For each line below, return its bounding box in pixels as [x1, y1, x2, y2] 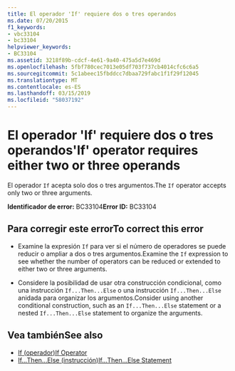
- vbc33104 [7, 30, 40, 38]
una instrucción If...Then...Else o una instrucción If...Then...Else [17, 286, 222, 294]
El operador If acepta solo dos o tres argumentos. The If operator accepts [7, 181, 226, 189]
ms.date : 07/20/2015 [7, 17, 69, 24]
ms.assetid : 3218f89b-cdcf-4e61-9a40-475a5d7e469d [7, 57, 161, 64]
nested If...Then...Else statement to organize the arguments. [17, 308, 203, 317]
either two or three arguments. [17, 264, 108, 273]
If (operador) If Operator [17, 348, 88, 357]
